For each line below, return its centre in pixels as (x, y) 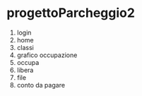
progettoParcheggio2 (71, 13)
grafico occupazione (47, 55)
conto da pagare (41, 85)
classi (25, 47)
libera (25, 70)
